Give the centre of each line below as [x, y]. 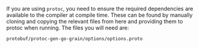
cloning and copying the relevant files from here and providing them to [95, 21]
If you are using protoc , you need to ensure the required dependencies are [100, 9]
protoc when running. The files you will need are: [68, 28]
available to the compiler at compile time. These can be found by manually [100, 15]
